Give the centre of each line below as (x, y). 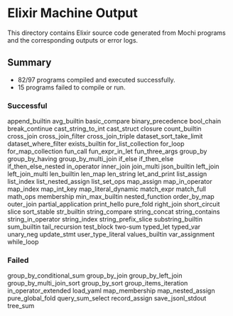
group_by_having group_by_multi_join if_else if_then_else (91, 159)
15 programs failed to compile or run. (71, 87)
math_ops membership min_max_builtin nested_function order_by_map (111, 197)
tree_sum (21, 306)
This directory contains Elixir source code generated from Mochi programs (116, 33)
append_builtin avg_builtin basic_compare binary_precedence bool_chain (114, 121)
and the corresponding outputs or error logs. (73, 40)
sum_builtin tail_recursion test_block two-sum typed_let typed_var (104, 227)
